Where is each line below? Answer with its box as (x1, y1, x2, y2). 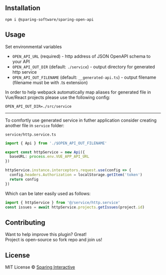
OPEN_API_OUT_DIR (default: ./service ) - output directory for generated (12, 64, 155, 70)
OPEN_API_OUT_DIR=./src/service (5, 104, 72, 109)
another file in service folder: (5, 122, 65, 128)
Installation (5, 4, 41, 12)
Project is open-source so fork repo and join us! (5, 237, 103, 243)
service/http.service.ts (5, 132, 56, 137)
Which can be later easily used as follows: (5, 190, 91, 196)
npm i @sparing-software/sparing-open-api (5, 17, 94, 22)
